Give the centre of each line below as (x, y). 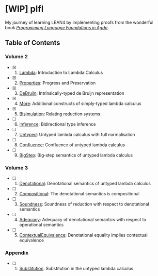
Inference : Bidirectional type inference (57, 124)
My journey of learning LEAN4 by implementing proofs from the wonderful (79, 22)
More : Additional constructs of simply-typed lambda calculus (80, 103)
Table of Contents (33, 43)
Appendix (17, 253)
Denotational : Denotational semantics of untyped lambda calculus (85, 183)
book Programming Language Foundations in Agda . (57, 27)
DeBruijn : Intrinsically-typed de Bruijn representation (72, 93)
